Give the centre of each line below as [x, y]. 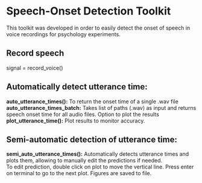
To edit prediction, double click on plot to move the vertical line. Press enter [100, 167]
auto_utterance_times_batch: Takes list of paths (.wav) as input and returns [101, 108]
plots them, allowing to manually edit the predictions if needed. [84, 161]
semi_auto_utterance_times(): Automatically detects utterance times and [98, 154]
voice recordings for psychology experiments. [63, 34]
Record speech [35, 53]
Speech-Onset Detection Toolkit [89, 11]
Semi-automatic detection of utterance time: [92, 139]
